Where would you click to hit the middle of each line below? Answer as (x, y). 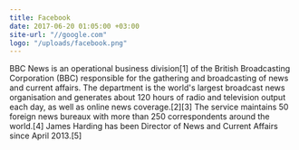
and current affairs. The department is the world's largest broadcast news (147, 88)
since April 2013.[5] (46, 136)
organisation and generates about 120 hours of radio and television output (148, 98)
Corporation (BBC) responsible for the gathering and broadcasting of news (149, 79)
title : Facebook (40, 18)
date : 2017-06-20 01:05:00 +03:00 (75, 26)
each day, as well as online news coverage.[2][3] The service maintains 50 (149, 107)
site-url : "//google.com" (58, 34)
